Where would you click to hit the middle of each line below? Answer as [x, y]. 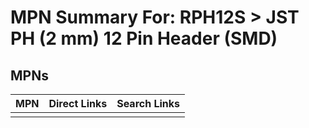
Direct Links [78, 103]
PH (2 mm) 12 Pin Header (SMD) [144, 38]
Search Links [148, 103]
